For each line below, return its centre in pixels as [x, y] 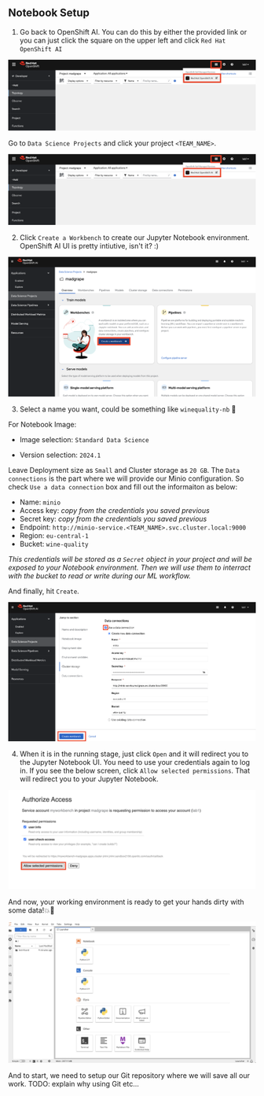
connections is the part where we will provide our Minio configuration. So [126, 478]
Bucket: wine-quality [54, 544]
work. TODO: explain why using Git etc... [74, 1083]
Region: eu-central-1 [54, 536]
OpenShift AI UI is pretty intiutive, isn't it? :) [89, 246]
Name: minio [40, 502]
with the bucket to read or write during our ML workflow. [99, 576]
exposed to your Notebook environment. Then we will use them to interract [130, 568]
